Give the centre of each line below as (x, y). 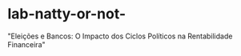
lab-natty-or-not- (67, 14)
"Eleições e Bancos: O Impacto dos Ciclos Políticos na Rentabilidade (120, 36)
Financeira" (26, 44)
